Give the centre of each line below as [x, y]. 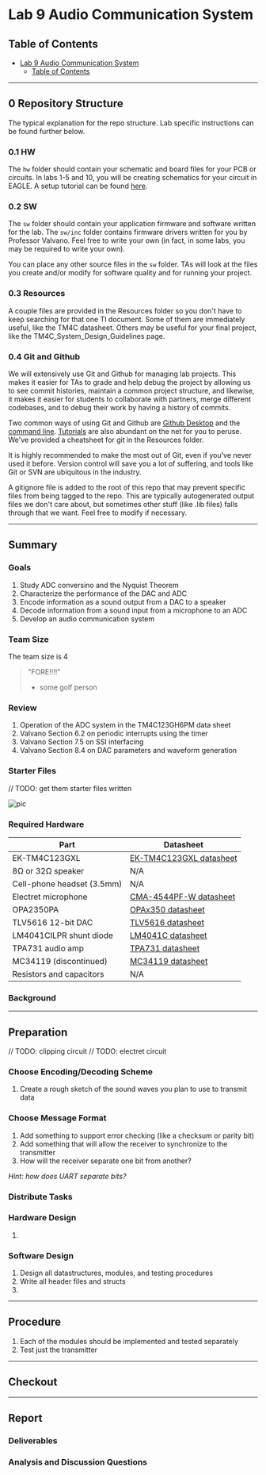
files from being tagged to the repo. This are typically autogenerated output [131, 496]
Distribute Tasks [40, 1197]
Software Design [41, 1255]
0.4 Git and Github [44, 356]
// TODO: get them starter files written [70, 788]
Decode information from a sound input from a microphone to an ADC [133, 610]
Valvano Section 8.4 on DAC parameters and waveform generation [128, 751]
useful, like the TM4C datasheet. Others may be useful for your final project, [133, 328]
